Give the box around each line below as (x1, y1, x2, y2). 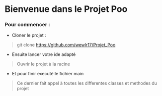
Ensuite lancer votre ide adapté (11, 51, 76, 57)
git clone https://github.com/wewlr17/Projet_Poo (16, 42, 116, 48)
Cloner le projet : (11, 32, 47, 38)
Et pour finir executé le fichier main (11, 71, 84, 77)
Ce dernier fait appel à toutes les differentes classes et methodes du (16, 80, 158, 86)
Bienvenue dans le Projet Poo (4, 3, 128, 15)
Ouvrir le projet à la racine (16, 61, 71, 67)
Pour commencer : (4, 21, 51, 28)
